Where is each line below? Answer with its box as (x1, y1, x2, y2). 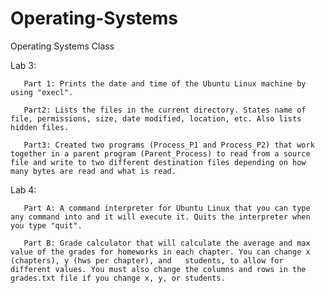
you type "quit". (10, 220, 83, 231)
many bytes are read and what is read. (10, 166, 177, 176)
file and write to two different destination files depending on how (10, 157, 307, 167)
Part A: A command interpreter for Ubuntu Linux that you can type (23, 203, 311, 213)
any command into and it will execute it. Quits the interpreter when (10, 212, 311, 222)
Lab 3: (10, 59, 37, 71)
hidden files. (10, 122, 70, 132)
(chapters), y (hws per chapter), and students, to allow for (10, 255, 284, 266)
